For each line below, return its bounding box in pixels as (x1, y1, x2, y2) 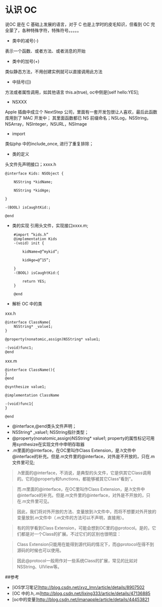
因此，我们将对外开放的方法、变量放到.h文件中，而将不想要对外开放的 (16, 509, 157, 514)
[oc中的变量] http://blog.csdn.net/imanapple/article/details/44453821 (12, 596, 149, 602)
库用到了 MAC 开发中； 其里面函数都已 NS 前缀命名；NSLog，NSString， (5, 115, 151, 121)
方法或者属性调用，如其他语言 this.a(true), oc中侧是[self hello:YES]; (5, 89, 139, 95)
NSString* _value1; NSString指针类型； (12, 429, 89, 435)
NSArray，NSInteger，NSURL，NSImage (5, 121, 87, 127)
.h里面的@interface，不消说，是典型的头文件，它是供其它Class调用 (16, 470, 151, 476)
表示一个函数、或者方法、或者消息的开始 (5, 48, 86, 54)
